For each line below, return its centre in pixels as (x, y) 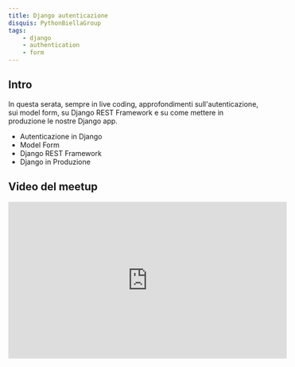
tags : (17, 30)
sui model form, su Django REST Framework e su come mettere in (116, 112)
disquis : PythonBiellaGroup (55, 23)
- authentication (51, 45)
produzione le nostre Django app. (63, 121)
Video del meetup (53, 187)
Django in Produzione (55, 162)
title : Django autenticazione (58, 16)
